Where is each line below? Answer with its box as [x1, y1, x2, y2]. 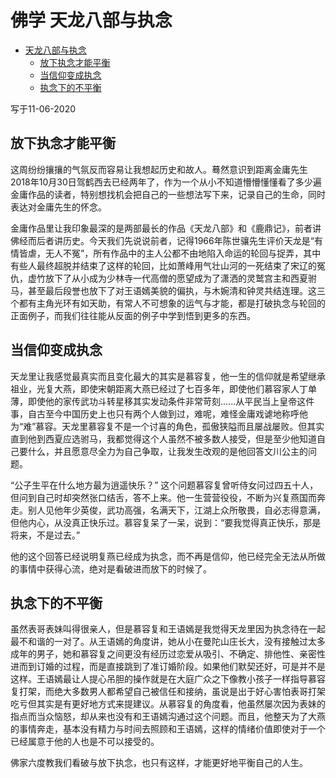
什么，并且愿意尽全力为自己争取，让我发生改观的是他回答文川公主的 [27, 445, 308, 457]
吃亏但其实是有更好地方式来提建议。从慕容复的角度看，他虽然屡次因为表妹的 [10, 698, 326, 710]
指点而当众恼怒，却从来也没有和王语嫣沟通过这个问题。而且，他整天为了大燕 [10, 711, 326, 723]
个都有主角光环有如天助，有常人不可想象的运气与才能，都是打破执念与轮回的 [10, 297, 326, 309]
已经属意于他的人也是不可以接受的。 [10, 736, 160, 748]
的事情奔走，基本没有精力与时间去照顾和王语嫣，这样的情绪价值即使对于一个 [10, 723, 326, 735]
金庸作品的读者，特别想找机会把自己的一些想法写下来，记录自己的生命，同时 [10, 188, 326, 200]
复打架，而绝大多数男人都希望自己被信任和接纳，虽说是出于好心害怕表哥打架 [10, 686, 326, 698]
